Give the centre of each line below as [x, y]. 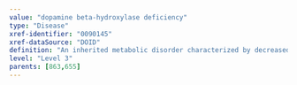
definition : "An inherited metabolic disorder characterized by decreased [150, 50]
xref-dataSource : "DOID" [55, 42]
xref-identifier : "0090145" [61, 34]
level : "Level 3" [41, 58]
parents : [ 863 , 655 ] [45, 67]
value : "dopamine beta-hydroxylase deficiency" [99, 17]
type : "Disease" [39, 26]
